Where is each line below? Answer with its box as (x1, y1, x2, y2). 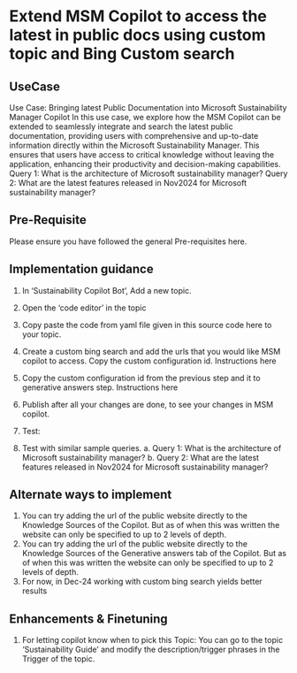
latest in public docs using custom (9, 25, 267, 45)
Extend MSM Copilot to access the (9, 6, 268, 27)
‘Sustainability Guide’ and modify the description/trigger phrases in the (21, 644, 280, 655)
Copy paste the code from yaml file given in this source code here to (21, 319, 272, 330)
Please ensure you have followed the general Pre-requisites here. (9, 236, 247, 247)
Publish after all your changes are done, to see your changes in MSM (21, 399, 274, 409)
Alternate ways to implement (9, 487, 172, 502)
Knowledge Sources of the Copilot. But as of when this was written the (21, 520, 280, 531)
